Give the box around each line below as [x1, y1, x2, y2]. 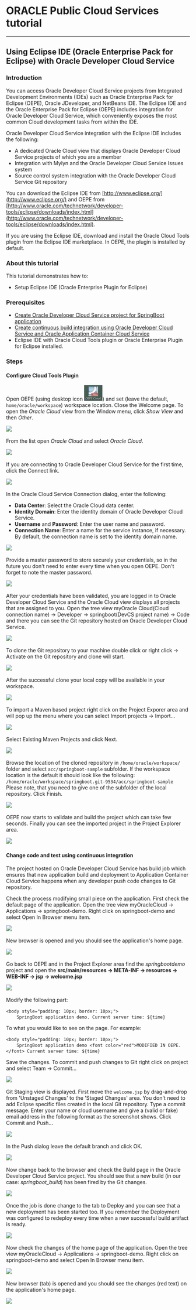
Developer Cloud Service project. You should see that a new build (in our [6, 1172, 181, 1179]
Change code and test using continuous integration [6, 851, 134, 858]
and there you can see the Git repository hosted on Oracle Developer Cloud [6, 617, 188, 624]
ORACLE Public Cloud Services [6, 4, 159, 18]
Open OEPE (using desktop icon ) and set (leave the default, [6, 395, 169, 402]
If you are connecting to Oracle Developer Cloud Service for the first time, [6, 461, 184, 468]
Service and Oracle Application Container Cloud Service [14, 330, 150, 337]
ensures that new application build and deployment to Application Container [6, 871, 188, 878]
